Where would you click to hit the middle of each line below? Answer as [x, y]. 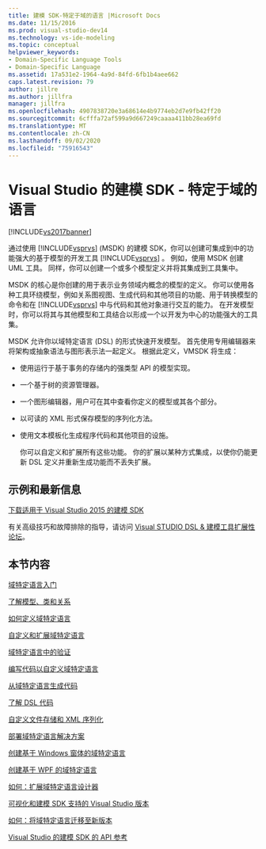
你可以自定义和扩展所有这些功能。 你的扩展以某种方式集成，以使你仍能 [135, 452]
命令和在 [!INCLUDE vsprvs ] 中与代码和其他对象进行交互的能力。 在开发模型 [131, 305]
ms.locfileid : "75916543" [51, 148]
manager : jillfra [37, 104]
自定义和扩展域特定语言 [46, 635]
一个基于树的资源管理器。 [61, 385]
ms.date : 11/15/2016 [42, 23]
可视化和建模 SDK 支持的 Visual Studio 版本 [79, 803]
